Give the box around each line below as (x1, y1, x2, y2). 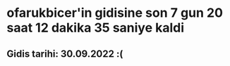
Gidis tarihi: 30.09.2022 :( (6, 48, 123, 60)
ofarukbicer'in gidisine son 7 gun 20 (6, 5, 224, 21)
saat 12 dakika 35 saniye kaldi (6, 20, 185, 36)
